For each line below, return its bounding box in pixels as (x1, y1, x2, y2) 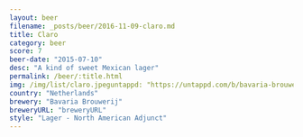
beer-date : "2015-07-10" (9, 55, 103, 64)
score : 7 (9, 47, 42, 56)
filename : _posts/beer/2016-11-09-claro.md (9, 22, 176, 31)
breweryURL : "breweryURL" (9, 105, 106, 114)
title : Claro (9, 30, 59, 39)
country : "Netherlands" (9, 88, 99, 97)
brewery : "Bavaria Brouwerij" (9, 96, 124, 106)
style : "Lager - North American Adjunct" (9, 114, 168, 123)
